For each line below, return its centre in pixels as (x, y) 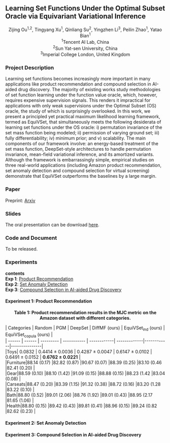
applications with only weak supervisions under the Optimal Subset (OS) (81, 106)
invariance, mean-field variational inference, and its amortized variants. (80, 154)
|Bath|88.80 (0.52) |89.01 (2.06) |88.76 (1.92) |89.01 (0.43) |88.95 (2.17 (79, 395)
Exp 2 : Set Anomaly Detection (37, 284)
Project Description (30, 68)
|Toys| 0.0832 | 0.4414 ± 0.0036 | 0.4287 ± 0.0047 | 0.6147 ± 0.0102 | (79, 352)
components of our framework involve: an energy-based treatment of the (82, 144)
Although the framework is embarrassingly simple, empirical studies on (80, 160)
